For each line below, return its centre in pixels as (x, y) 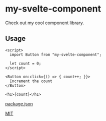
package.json (19, 103)
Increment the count (31, 81)
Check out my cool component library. (44, 23)
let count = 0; (25, 64)
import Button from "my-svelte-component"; (55, 54)
